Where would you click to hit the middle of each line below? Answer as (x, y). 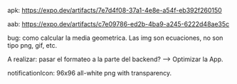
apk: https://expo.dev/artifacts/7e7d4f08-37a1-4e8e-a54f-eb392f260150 (115, 10)
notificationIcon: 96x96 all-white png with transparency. (90, 73)
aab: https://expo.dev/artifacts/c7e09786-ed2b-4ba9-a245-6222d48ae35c (118, 24)
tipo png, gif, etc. (32, 45)
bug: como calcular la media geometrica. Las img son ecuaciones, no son (115, 38)
